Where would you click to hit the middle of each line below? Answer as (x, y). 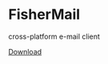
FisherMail (44, 15)
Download (25, 51)
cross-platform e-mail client (54, 36)
